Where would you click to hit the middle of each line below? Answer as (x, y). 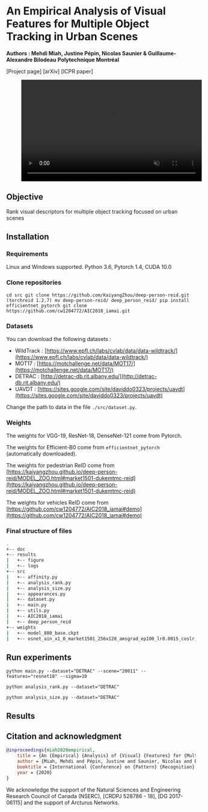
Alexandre (20, 60)
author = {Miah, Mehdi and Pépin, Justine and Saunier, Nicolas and (105, 761)
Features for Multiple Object (78, 24)
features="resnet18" (32, 677)
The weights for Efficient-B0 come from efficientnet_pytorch (83, 448)
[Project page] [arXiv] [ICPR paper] (50, 71)
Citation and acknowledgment (64, 736)
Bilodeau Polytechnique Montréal (76, 60)
